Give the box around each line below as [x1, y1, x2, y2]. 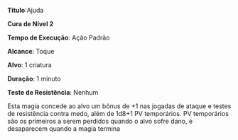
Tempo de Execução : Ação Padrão [7, 33, 110, 42]
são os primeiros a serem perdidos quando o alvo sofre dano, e [7, 117, 193, 125]
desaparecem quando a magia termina [7, 124, 121, 133]
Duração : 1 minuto [7, 74, 62, 83]
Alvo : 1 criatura [7, 61, 52, 69]
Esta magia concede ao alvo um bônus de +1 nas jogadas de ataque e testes [7, 102, 232, 110]
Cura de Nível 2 [7, 20, 54, 28]
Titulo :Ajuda [7, 6, 44, 14]
